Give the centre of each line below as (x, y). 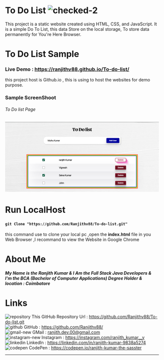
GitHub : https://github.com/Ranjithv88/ (63, 327)
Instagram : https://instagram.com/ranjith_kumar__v (93, 338)
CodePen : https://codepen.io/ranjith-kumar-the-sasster (85, 348)
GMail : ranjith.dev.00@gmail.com (66, 332)
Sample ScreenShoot (31, 98)
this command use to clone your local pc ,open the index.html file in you (78, 235)
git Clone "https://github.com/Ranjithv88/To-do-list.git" (66, 224)
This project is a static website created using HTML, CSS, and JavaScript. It (81, 24)
